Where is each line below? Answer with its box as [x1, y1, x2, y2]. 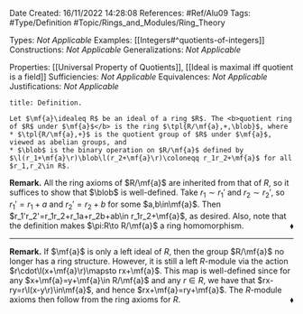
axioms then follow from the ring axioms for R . [9, 293, 181, 305]
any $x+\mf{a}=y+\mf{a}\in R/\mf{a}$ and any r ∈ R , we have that [9, 274, 256, 285]
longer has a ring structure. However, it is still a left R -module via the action [9, 255, 289, 266]
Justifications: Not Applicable [9, 81, 119, 91]
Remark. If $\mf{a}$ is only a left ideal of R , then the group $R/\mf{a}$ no [9, 245, 285, 256]
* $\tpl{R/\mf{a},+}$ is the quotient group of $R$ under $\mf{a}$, [9, 130, 272, 139]
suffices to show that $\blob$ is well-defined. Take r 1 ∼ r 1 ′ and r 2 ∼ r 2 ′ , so [9, 187, 286, 199]
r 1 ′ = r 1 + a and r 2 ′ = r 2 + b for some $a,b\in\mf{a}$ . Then [9, 199, 221, 211]
